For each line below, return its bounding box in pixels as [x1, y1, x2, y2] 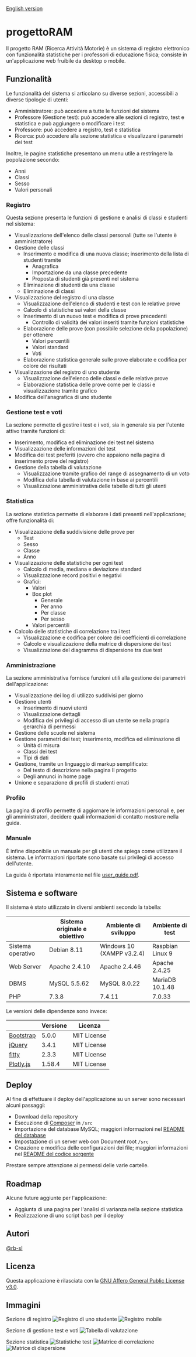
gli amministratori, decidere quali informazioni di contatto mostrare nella [6, 813, 179, 820]
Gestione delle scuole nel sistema [14, 729, 96, 736]
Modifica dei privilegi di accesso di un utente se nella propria [23, 717, 170, 724]
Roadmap [6, 1179, 42, 1189]
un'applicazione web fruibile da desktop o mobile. [6, 57, 126, 64]
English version [6, 5, 43, 12]
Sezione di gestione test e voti [6, 1327, 79, 1334]
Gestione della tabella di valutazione [14, 464, 102, 471]
